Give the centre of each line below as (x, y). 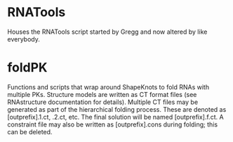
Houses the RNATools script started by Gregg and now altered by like (107, 32)
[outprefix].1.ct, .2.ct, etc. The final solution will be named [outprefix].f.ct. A (115, 117)
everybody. (24, 39)
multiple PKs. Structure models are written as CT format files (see (102, 94)
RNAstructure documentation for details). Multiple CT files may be (103, 102)
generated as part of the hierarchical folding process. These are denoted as (117, 109)
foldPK (27, 68)
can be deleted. (30, 131)
